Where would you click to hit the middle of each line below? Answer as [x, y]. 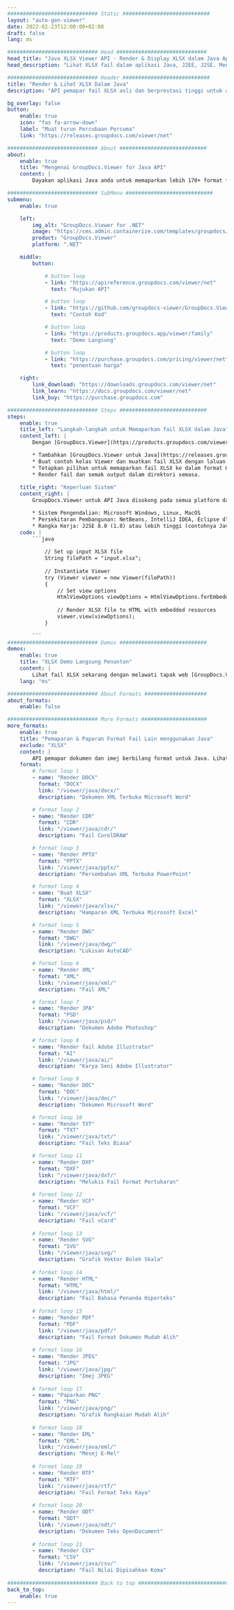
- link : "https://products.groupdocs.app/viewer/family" [129, 334]
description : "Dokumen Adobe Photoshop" [97, 1028]
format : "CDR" [58, 822]
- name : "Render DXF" [64, 1162]
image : [42, 232]
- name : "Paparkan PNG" [67, 1396]
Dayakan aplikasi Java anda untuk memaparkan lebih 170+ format [127, 181]
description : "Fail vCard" [77, 1220]
